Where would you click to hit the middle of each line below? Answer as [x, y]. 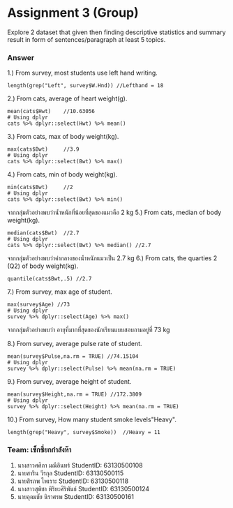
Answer [21, 57]
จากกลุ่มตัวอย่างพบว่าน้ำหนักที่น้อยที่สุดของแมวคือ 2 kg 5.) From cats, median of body [114, 212]
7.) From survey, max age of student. [60, 292]
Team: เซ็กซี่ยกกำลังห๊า [39, 450]
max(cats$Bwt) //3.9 [43, 149]
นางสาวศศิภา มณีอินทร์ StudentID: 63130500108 [80, 465]
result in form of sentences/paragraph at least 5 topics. [87, 39]
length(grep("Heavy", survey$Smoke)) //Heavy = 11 [84, 433]
